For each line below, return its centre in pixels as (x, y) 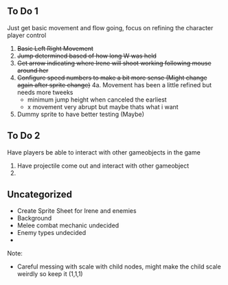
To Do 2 (24, 136)
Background (34, 218)
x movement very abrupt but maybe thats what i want (103, 106)
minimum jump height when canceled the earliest (97, 100)
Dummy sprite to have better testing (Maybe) (81, 114)
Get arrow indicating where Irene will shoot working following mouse (114, 63)
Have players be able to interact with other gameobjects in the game (104, 152)
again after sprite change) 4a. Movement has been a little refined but (114, 84)
